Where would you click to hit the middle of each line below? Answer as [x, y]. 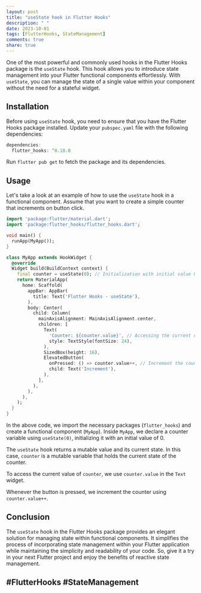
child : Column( [51, 313]
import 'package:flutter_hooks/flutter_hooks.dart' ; [73, 225]
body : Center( [45, 308]
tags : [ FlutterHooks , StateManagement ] [56, 34]
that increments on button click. [45, 208]
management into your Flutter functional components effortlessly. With [93, 75]
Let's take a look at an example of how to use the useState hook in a [90, 195]
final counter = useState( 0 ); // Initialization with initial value [104, 274]
